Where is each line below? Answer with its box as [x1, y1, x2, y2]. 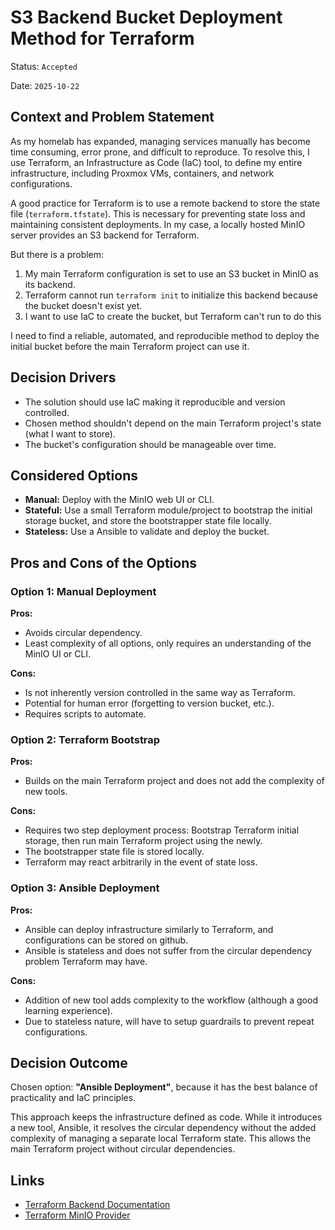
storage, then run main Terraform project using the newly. [24, 835, 263, 847]
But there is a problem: [10, 248, 105, 260]
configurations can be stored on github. [24, 934, 189, 946]
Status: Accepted [10, 60, 78, 72]
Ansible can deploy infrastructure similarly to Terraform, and [24, 923, 274, 935]
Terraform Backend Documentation [24, 1199, 171, 1211]
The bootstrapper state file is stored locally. [24, 846, 205, 858]
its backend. [24, 278, 76, 290]
